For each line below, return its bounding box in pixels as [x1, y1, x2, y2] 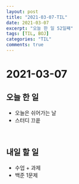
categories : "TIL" [6, 36, 52, 42]
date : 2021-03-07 [6, 20, 49, 26]
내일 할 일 [6, 147, 39, 157]
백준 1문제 [14, 172, 38, 179]
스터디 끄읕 [14, 116, 41, 123]
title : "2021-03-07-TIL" [6, 14, 68, 20]
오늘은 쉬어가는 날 [14, 109, 56, 116]
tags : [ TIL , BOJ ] [6, 31, 49, 37]
